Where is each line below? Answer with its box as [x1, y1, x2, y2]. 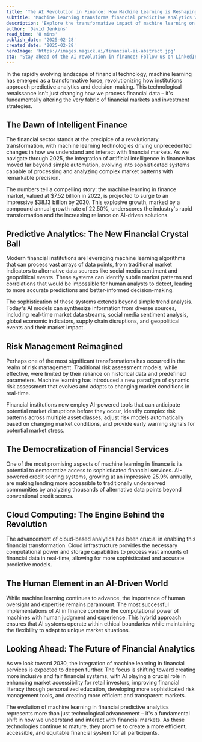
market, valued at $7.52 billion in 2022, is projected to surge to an [6, 192, 169, 200]
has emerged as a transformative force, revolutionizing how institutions [6, 77, 182, 84]
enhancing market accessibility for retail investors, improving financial [6, 679, 180, 687]
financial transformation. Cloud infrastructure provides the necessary [6, 541, 178, 549]
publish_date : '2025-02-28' [6, 37, 77, 43]
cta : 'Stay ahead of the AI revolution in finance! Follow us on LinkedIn [6, 54, 198, 60]
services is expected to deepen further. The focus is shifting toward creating [6, 666, 196, 673]
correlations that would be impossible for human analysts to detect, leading [6, 280, 193, 287]
